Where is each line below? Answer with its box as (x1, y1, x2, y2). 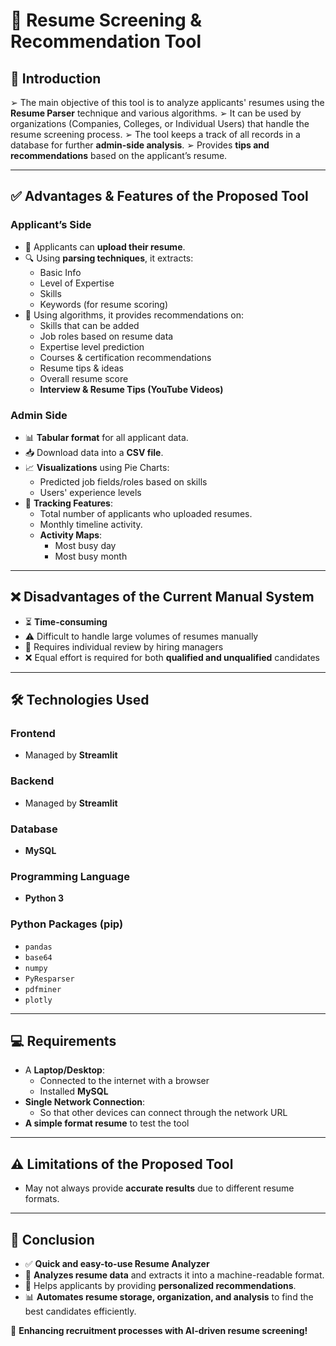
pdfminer (24, 984, 62, 994)
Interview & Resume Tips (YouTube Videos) (39, 383, 224, 395)
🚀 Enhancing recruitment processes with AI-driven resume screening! (10, 1325, 308, 1337)
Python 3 (24, 892, 65, 904)
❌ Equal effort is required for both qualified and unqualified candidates (24, 651, 320, 663)
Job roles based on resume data (39, 330, 174, 342)
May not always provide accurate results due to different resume (24, 1182, 295, 1194)
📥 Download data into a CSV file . (24, 446, 164, 458)
